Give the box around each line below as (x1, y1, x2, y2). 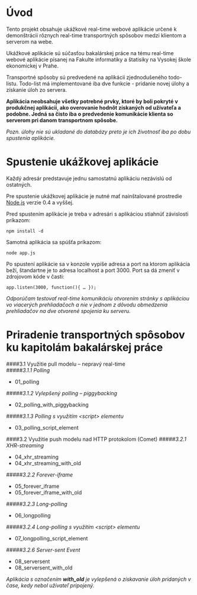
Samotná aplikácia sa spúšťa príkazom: (6, 238, 102, 245)
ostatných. (6, 181, 32, 188)
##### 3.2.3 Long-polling (6, 500, 68, 507)
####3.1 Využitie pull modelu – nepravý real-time (6, 360, 125, 367)
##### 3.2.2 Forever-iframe (6, 471, 73, 478)
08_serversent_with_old (14, 564, 73, 571)
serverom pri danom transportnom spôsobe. (6, 116, 118, 124)
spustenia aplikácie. (6, 134, 56, 142)
